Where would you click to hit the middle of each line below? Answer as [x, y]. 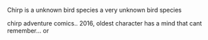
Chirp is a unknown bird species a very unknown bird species [94, 10]
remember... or [28, 31]
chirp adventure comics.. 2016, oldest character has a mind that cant [105, 23]
